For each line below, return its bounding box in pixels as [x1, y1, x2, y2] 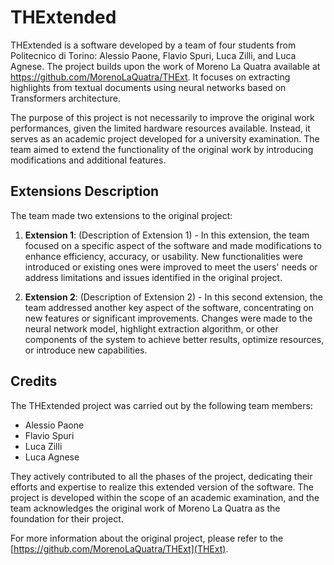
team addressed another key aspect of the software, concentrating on [24, 301, 315, 313]
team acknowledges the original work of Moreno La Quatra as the [10, 502, 281, 514]
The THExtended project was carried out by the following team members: [10, 399, 313, 411]
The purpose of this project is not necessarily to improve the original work [10, 111, 315, 123]
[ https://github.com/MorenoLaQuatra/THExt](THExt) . [10, 542, 229, 555]
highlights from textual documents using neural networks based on [10, 81, 287, 93]
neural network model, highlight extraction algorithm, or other [24, 322, 279, 335]
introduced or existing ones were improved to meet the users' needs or [24, 261, 318, 273]
